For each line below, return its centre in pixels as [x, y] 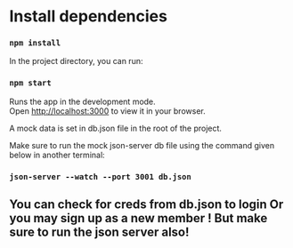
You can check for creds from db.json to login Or [146, 205]
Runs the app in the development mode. [82, 101]
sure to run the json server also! [99, 232]
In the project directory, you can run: [76, 61]
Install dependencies [88, 16]
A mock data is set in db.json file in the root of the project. [116, 128]
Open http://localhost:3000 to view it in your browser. [108, 111]
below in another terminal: [57, 155]
